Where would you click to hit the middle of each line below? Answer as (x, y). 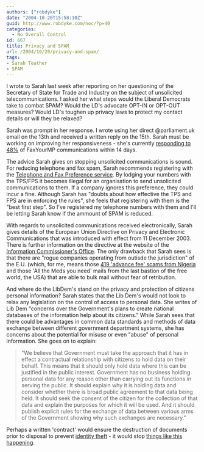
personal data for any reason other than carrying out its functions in (106, 379)
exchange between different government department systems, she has (95, 328)
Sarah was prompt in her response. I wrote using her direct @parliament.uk (100, 130)
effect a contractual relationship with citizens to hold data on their (104, 359)
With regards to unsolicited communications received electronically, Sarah (100, 225)
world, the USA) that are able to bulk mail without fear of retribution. (91, 277)
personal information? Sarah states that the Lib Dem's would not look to (96, 296)
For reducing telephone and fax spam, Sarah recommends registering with (100, 168)
